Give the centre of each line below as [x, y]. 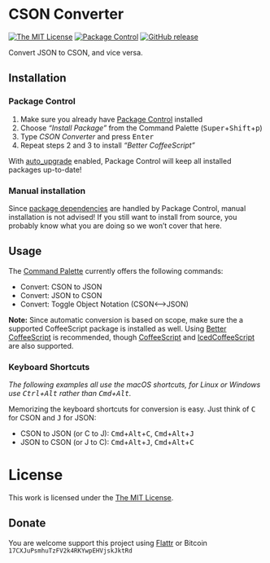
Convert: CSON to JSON [61, 287]
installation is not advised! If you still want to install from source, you [123, 217]
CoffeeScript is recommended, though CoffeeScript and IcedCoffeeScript [131, 337]
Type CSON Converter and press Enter [87, 136]
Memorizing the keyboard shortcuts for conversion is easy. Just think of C [132, 409]
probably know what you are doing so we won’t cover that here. [115, 226]
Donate [27, 523]
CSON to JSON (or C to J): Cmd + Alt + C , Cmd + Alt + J [107, 433]
